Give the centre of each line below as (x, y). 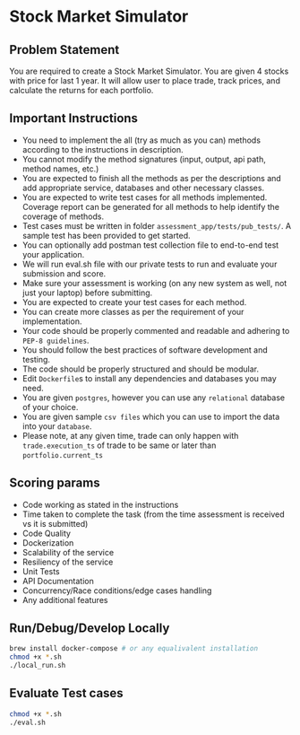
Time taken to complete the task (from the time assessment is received (153, 514)
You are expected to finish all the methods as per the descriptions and (152, 178)
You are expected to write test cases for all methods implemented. (145, 197)
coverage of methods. (63, 216)
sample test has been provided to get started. (106, 235)
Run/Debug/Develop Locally (90, 629)
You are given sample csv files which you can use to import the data (151, 416)
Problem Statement (64, 50)
